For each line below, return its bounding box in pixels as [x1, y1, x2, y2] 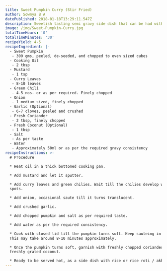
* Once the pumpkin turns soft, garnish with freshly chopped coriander [9, 245, 164, 250]
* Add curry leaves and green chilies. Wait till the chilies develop [9, 182, 159, 187]
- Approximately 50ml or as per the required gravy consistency [11, 146, 148, 151]
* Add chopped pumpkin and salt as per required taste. [9, 213, 128, 218]
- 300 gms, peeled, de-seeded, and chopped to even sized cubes [11, 53, 148, 59]
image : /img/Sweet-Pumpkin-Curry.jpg [5, 26, 83, 31]
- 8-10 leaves [11, 81, 41, 86]
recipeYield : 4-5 [5, 40, 41, 45]
